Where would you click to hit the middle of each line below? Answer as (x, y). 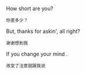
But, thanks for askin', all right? (43, 31)
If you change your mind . (37, 54)
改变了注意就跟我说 (26, 66)
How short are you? (30, 9)
